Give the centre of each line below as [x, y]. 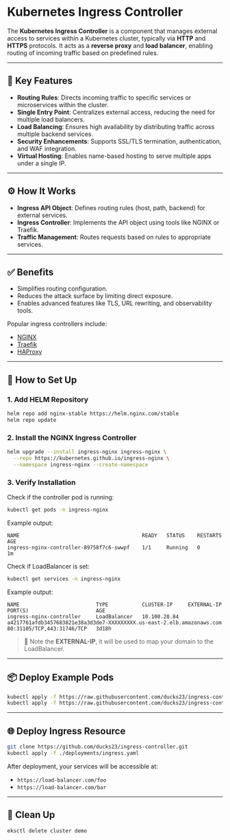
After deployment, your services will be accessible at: [83, 766]
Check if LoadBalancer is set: [49, 566]
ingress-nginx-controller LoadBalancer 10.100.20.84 [93, 616]
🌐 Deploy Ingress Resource [66, 731]
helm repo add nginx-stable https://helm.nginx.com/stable [93, 414]
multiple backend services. [55, 134]
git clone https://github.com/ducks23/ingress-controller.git [98, 747]
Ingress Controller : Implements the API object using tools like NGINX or [118, 222]
